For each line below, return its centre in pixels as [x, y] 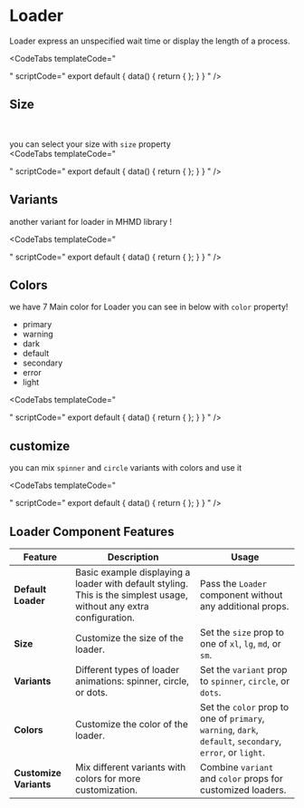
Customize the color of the [132, 724]
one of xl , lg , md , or [241, 643]
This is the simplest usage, [132, 595]
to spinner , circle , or [245, 681]
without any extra [112, 606]
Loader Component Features [92, 531]
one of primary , [233, 719]
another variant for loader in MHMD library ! [91, 221]
